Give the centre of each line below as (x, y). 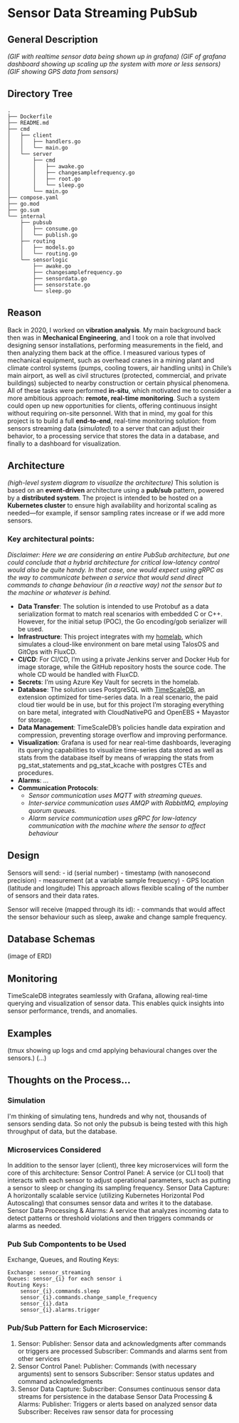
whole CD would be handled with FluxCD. (79, 674)
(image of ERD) (30, 956)
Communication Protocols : (58, 787)
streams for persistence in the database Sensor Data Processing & (115, 1396)
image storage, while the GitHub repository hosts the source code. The (122, 666)
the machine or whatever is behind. (59, 592)
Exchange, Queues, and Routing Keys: (63, 1260)
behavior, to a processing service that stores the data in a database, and (113, 436)
